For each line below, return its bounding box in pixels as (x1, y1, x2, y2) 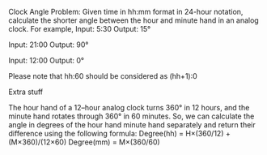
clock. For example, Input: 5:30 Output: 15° (8, 24, 151, 33)
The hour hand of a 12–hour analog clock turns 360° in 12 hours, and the (8, 103, 250, 112)
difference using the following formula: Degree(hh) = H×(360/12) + (8, 129, 231, 138)
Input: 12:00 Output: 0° (8, 56, 85, 65)
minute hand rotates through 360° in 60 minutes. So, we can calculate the (8, 111, 255, 121)
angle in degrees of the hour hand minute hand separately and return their (8, 120, 256, 129)
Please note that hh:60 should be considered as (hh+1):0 (8, 71, 198, 80)
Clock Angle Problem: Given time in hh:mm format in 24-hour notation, (8, 7, 244, 16)
